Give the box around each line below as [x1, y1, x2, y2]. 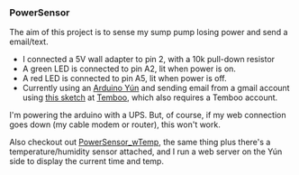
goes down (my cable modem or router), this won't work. [9, 119, 221, 130]
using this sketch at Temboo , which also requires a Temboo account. [22, 92, 278, 103]
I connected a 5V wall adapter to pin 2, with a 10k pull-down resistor [22, 54, 276, 65]
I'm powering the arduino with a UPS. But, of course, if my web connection [9, 110, 286, 121]
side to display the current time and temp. [9, 156, 165, 167]
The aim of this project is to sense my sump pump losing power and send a [9, 27, 288, 38]
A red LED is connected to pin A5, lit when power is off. [22, 73, 227, 84]
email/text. [9, 36, 49, 47]
